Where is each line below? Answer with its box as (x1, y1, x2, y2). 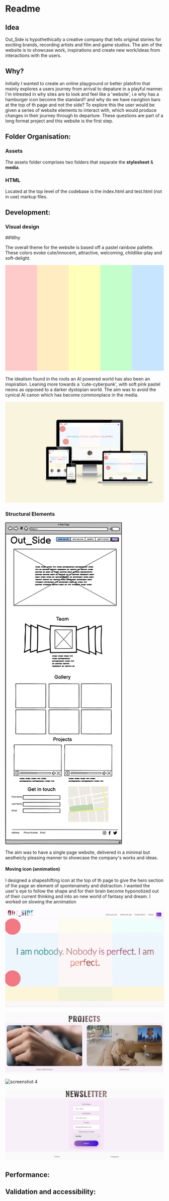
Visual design (5, 223, 39, 231)
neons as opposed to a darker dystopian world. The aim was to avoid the (5, 387, 156, 393)
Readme (5, 3, 41, 15)
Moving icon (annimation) (5, 866, 60, 872)
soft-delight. (5, 255, 31, 261)
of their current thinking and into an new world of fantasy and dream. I (5, 893, 151, 899)
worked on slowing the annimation (5, 898, 76, 905)
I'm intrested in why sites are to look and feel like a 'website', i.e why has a (5, 91, 159, 97)
